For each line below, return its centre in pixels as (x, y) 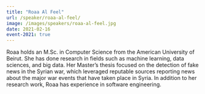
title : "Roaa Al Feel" (35, 12)
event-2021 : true (28, 35)
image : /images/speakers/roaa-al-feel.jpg (61, 23)
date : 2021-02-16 (28, 29)
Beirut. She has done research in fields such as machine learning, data (95, 59)
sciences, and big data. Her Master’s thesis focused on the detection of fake (102, 65)
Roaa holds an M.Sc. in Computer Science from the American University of (100, 52)
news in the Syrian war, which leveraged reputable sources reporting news (101, 71)
